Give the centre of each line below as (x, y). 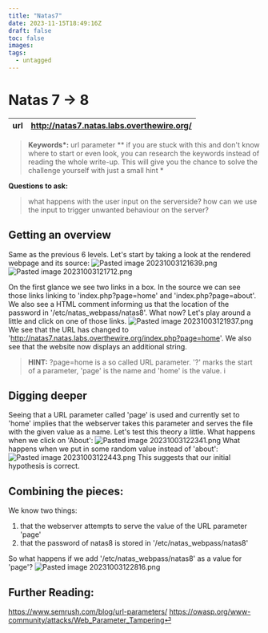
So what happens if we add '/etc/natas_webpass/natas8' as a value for (125, 558)
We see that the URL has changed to (69, 329)
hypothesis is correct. (44, 466)
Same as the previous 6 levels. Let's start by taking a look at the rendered (130, 254)
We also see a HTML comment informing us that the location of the (119, 304)
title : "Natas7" (35, 16)
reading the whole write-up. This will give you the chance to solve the (143, 162)
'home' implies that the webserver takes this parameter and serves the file (131, 423)
